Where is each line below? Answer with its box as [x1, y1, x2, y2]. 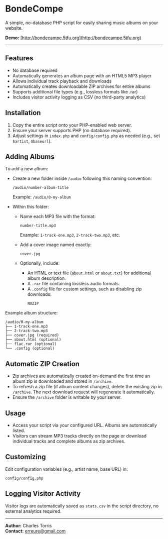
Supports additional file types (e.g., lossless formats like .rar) [12, 88, 138, 94]
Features [5, 54, 33, 63]
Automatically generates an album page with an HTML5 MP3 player [12, 72, 151, 78]
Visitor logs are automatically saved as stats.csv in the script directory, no [5, 503, 159, 509]
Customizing [5, 453, 46, 461]
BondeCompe [5, 3, 63, 15]
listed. [12, 427, 25, 434]
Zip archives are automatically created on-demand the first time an [12, 373, 150, 379]
